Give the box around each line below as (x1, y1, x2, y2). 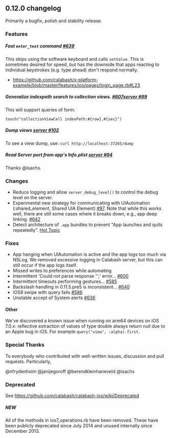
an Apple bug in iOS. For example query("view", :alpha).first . (5, 329, 140, 335)
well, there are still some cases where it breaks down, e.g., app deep (12, 210, 157, 216)
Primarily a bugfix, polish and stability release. (5, 17, 102, 23)
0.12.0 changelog (5, 4, 61, 13)
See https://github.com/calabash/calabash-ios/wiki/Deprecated (5, 393, 139, 399)
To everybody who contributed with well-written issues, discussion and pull (5, 353, 164, 359)
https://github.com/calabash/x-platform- (12, 77, 99, 83)
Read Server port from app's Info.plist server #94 (5, 152, 113, 158)
